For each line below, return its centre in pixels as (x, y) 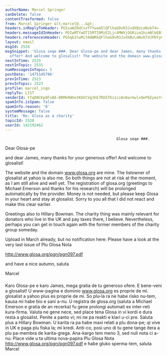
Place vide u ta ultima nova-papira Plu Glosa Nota (63, 339)
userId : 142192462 (24, 125)
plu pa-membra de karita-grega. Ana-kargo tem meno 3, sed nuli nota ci (79, 333)
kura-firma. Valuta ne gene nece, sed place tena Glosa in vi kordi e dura (79, 312)
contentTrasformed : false (32, 19)
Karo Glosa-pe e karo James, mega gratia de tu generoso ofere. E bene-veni (83, 285)
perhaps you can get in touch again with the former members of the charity (82, 224)
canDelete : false (23, 14)
